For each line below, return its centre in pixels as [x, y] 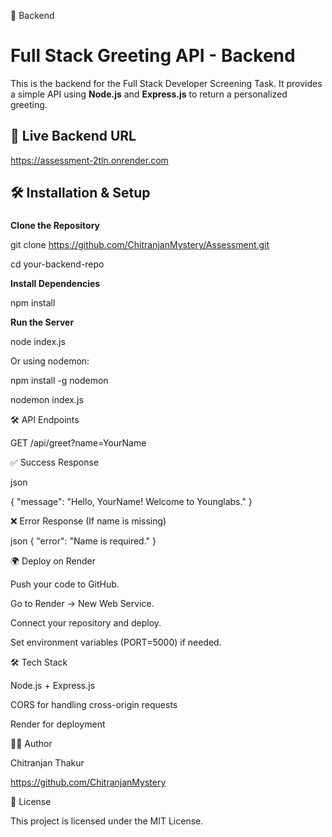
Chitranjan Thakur [47, 763]
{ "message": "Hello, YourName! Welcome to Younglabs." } [131, 502]
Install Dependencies [55, 284]
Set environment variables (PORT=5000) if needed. [116, 642]
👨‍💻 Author [31, 744]
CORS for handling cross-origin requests [94, 705]
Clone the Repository [55, 226]
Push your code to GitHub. [65, 584]
